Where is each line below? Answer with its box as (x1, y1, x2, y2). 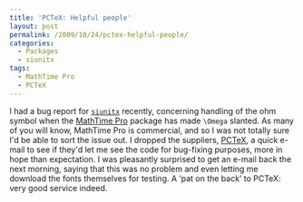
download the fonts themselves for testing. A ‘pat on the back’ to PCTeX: (9, 173, 281, 184)
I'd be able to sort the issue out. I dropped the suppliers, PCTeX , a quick (9, 134, 279, 145)
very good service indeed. (9, 182, 108, 193)
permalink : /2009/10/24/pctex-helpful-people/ (9, 30, 189, 39)
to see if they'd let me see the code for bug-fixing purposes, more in (26, 144, 283, 155)
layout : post (9, 22, 59, 31)
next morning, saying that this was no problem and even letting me (9, 163, 259, 174)
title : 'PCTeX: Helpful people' (9, 13, 132, 23)
